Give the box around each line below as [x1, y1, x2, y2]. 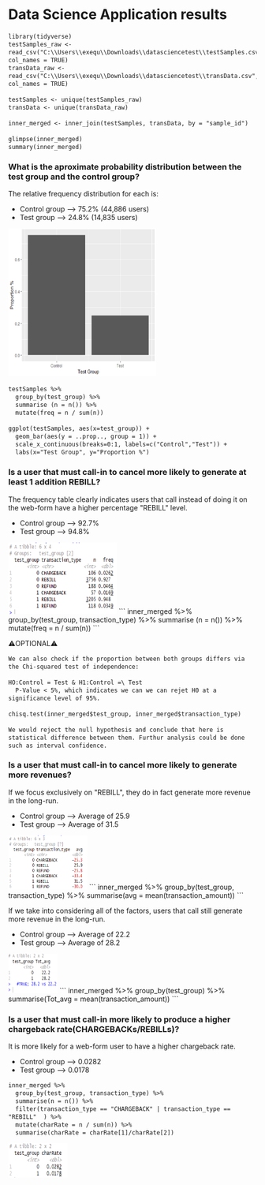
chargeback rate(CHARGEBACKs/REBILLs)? [8, 1023, 180, 1034]
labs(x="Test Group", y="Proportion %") [15, 448, 150, 457]
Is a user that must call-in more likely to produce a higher [8, 1014, 231, 1025]
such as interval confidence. [8, 742, 108, 750]
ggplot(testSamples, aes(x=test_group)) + [8, 424, 150, 433]
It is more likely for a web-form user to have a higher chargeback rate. [8, 1041, 237, 1051]
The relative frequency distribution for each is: [8, 189, 159, 199]
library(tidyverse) [8, 32, 73, 40]
